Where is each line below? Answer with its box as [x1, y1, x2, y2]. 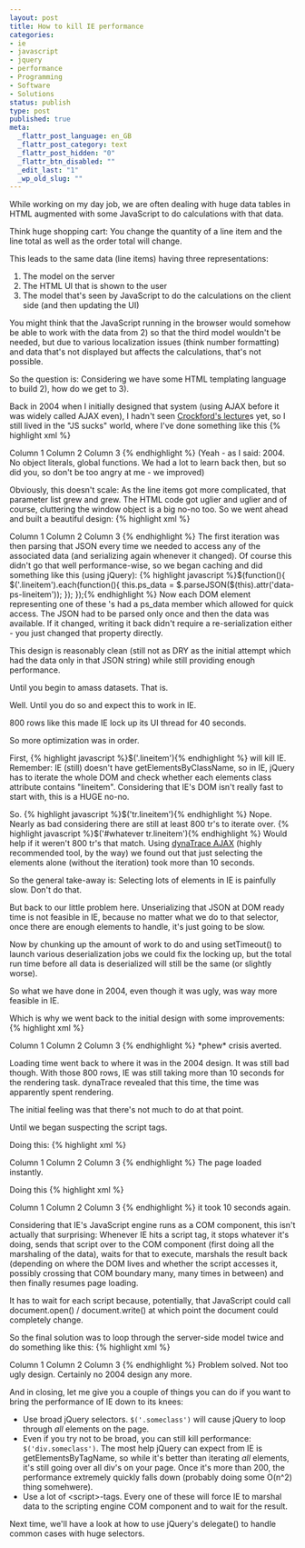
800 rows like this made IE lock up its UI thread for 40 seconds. [9, 717, 247, 728]
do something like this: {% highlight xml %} [9, 1342, 171, 1353]
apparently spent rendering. [9, 1087, 114, 1098]
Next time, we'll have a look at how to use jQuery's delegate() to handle [9, 1519, 277, 1530]
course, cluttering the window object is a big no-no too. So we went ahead [9, 504, 289, 514]
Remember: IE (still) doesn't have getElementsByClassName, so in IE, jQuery [9, 763, 295, 774]
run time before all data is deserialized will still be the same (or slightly [9, 958, 272, 969]
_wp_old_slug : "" [17, 174, 84, 183]
